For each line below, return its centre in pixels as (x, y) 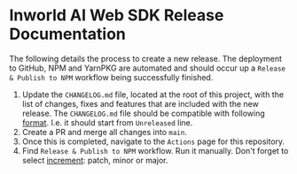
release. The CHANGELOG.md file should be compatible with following (144, 113)
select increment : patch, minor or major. (95, 160)
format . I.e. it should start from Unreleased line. (107, 122)
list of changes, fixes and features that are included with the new (140, 103)
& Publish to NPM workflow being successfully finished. (111, 77)
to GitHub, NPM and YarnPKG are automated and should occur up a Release (148, 68)
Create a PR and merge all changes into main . (105, 132)
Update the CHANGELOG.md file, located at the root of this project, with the (153, 95)
